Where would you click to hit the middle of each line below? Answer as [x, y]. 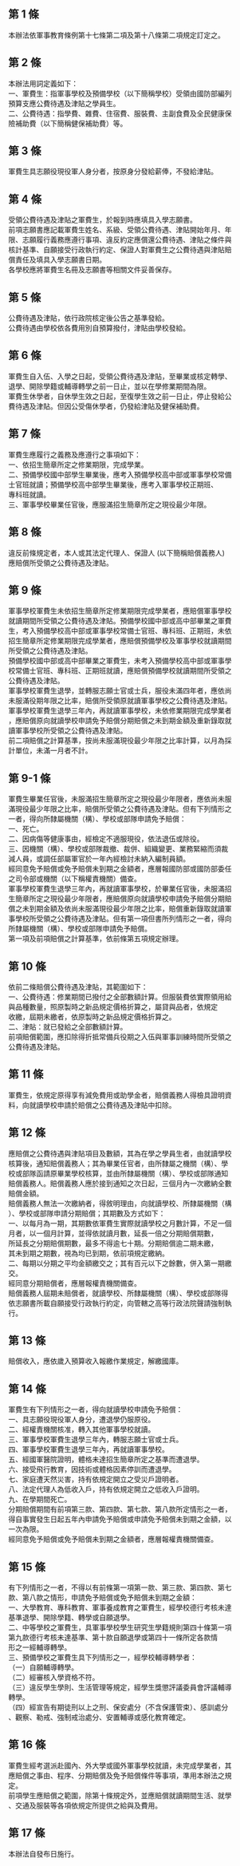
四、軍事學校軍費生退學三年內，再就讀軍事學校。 [89, 1449]
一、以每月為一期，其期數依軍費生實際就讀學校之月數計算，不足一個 [120, 1223]
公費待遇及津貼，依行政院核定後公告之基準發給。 [89, 318]
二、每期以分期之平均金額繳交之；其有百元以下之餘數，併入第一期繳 [120, 1263]
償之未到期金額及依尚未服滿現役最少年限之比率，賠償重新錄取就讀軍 [120, 909]
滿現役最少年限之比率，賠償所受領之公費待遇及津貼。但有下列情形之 [120, 809]
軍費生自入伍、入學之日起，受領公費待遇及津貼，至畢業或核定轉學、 [120, 376]
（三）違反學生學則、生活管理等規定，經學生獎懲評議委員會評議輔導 [120, 1687]
